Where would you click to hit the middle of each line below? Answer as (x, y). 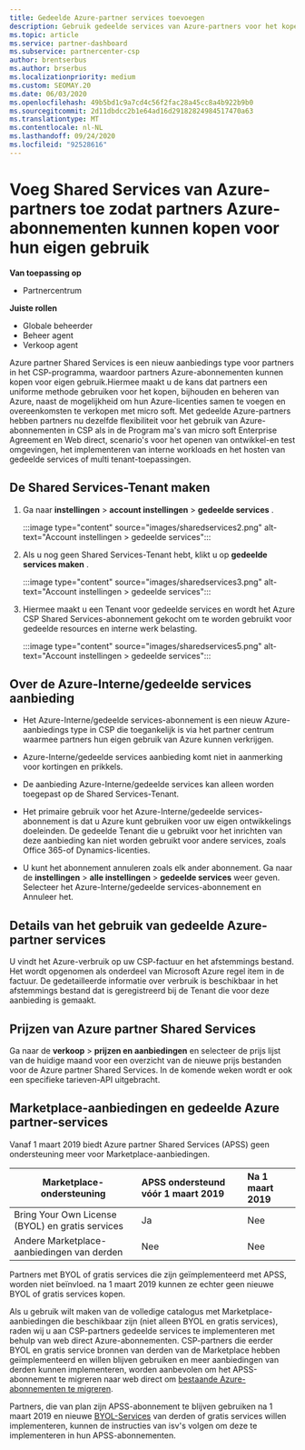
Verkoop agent (50, 345)
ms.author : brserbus (49, 69)
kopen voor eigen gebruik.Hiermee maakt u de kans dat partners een (138, 382)
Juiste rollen (33, 308)
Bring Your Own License (65, 1215)
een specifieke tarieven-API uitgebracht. (85, 1079)
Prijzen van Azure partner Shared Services (133, 1029)
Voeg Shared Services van (111, 190)
